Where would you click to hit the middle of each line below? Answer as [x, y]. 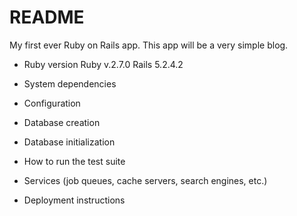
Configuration [52, 103]
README [47, 17]
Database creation [62, 122]
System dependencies [70, 83]
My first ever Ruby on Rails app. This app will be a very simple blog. [149, 45]
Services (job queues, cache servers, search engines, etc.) [145, 180]
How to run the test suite [74, 161]
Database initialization [69, 142]
